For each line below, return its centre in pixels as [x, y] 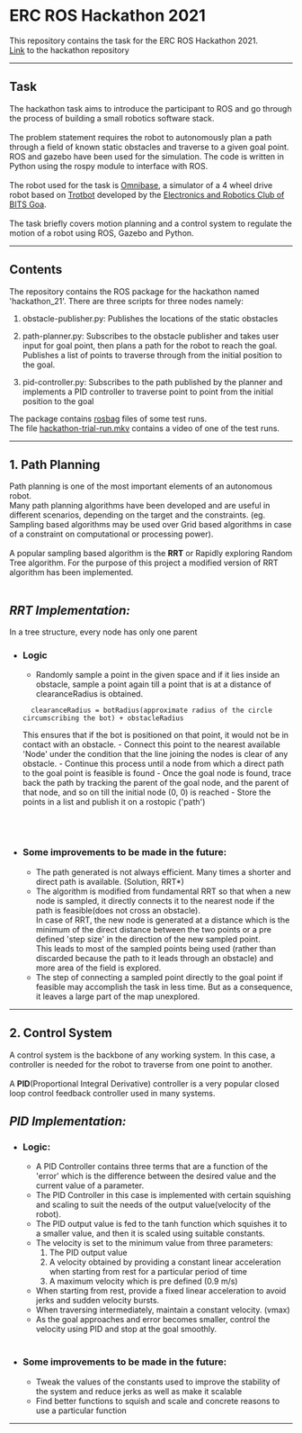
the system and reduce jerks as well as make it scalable [139, 1391]
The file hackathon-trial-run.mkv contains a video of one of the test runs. [145, 428]
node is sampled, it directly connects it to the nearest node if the [155, 900]
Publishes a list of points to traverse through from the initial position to [152, 355]
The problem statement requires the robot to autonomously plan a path [141, 137]
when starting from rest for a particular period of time [148, 1272]
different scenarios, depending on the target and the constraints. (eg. [138, 515]
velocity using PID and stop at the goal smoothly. [126, 1329]
